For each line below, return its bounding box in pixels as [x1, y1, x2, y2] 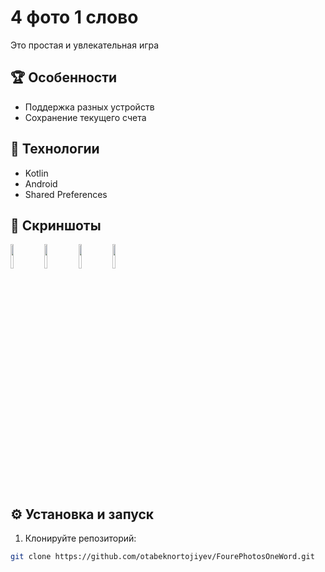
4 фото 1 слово [10, 6, 139, 29]
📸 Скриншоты [10, 217, 102, 234]
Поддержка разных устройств [24, 101, 155, 113]
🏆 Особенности [10, 69, 118, 86]
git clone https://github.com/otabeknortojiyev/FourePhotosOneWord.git [10, 552, 315, 562]
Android [24, 177, 58, 190]
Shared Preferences [24, 188, 108, 200]
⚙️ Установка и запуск [10, 506, 155, 523]
